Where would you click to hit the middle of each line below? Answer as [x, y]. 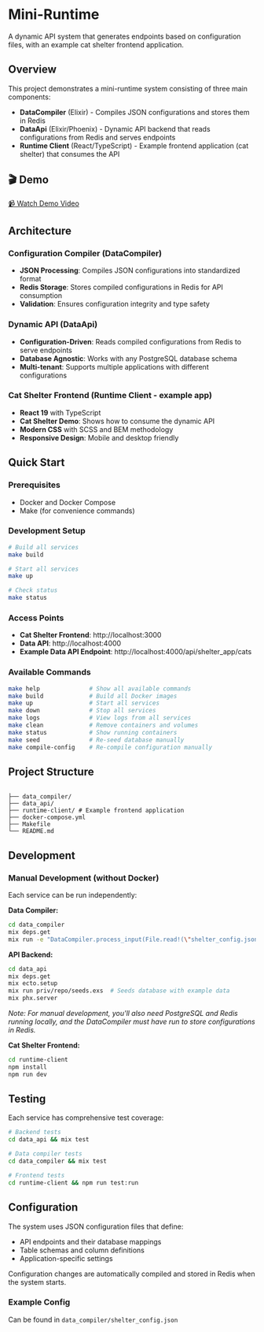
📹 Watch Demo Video [44, 203]
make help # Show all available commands [100, 688]
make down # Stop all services [82, 711]
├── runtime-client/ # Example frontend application [96, 811]
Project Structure [51, 771]
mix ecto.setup [33, 984]
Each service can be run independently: [73, 895]
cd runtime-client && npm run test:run [73, 1183]
